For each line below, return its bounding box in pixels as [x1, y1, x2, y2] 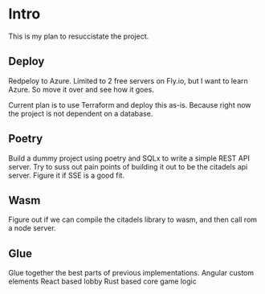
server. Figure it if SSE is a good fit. [8, 170, 125, 180]
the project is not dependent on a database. [8, 108, 153, 118]
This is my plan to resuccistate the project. [8, 31, 149, 41]
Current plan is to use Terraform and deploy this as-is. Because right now [8, 100, 251, 109]
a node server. [8, 223, 56, 233]
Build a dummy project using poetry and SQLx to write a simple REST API [8, 153, 251, 163]
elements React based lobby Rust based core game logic [8, 276, 197, 286]
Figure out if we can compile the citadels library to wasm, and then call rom [8, 214, 258, 225]
